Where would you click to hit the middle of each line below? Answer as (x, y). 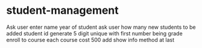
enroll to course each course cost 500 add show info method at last (90, 40)
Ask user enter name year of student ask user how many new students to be (101, 27)
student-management (62, 10)
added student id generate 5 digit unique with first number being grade (94, 33)
